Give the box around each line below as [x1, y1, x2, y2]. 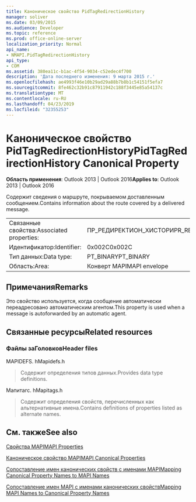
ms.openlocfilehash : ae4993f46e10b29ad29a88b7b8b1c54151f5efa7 [6, 80, 163, 85]
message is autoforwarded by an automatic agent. [6, 310, 127, 317]
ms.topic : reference [6, 30, 57, 36]
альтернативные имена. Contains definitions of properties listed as [20, 404, 183, 411]
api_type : [6, 57, 30, 63]
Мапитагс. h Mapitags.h [6, 387, 63, 394]
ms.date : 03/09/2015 [6, 19, 57, 25]
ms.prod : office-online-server [6, 36, 82, 42]
